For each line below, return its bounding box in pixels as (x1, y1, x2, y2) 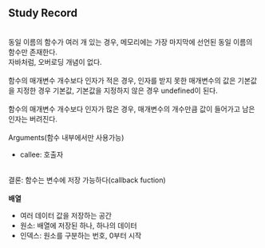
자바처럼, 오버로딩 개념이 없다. (8, 57, 102, 66)
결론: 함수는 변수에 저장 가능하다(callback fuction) (8, 175, 166, 185)
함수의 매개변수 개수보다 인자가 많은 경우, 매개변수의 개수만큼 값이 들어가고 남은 (8, 104, 255, 114)
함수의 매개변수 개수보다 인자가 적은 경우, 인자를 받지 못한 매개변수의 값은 (8, 75, 236, 85)
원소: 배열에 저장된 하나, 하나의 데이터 (19, 220, 137, 230)
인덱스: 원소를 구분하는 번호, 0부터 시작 (19, 230, 142, 240)
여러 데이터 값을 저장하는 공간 (19, 210, 112, 220)
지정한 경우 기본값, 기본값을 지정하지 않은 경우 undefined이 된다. (16, 86, 218, 95)
